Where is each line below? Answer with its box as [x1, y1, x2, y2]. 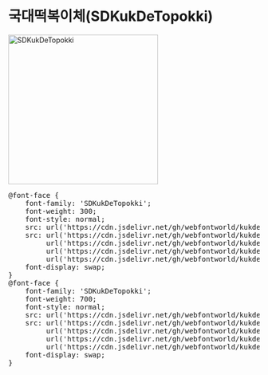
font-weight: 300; [25, 207, 97, 215]
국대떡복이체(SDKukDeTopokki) [8, 7, 214, 26]
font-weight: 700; [25, 294, 97, 303]
